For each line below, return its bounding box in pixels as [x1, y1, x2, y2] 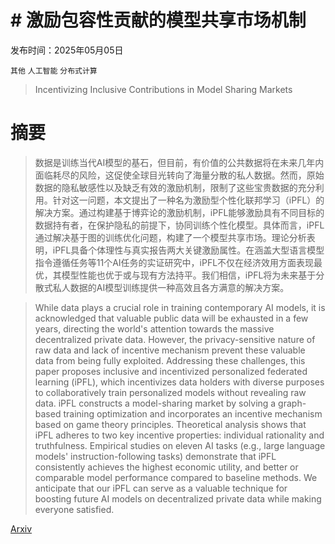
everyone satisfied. [34, 503, 115, 515]
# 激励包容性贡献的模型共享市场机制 [10, 9, 307, 32]
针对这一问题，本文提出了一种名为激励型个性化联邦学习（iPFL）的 [52, 194, 325, 206]
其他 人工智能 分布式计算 [10, 66, 98, 76]
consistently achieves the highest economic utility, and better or [34, 461, 299, 473]
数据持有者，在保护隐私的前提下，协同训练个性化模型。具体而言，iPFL [34, 219, 325, 231]
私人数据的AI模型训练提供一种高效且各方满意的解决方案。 [52, 281, 290, 293]
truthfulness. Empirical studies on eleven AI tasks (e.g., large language [34, 439, 326, 451]
